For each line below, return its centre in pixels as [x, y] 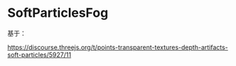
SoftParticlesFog [58, 13]
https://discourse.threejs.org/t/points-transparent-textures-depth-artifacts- [118, 47]
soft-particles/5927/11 [39, 55]
